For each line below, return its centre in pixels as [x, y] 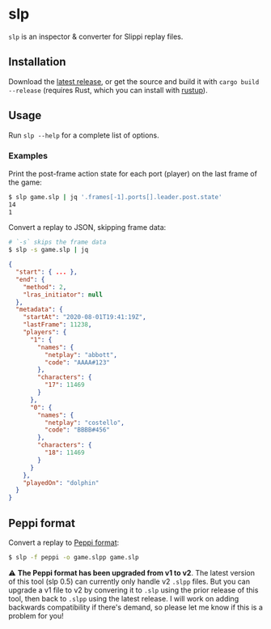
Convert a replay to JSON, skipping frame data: [87, 227]
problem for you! [36, 615]
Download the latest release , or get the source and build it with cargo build [134, 81]
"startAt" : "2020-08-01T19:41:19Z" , [85, 317]
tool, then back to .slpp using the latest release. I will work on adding [124, 598]
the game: [25, 182]
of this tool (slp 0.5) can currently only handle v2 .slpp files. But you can [129, 581]
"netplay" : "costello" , [85, 423]
